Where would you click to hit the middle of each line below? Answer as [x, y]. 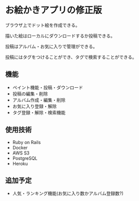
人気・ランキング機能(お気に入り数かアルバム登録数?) [68, 193]
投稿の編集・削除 [30, 94]
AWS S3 [21, 153]
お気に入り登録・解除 [34, 106]
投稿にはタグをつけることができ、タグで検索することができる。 [71, 57]
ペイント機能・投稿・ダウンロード [48, 87]
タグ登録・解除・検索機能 [39, 112]
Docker [20, 147]
